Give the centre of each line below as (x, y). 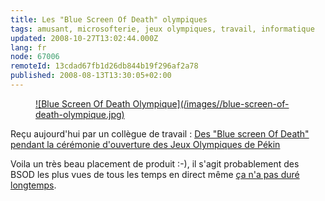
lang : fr (28, 47)
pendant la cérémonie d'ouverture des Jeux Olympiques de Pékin (145, 144)
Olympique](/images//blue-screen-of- (211, 103)
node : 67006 (35, 57)
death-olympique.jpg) (80, 114)
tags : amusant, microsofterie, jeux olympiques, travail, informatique (162, 29)
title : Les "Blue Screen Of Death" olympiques (109, 19)
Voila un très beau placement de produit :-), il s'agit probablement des (155, 163)
